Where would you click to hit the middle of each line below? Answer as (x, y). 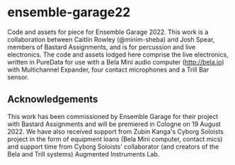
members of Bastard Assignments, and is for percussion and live (102, 47)
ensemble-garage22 (69, 12)
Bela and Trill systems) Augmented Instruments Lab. (84, 154)
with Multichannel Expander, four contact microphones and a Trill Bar (108, 69)
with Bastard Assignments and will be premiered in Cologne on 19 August (114, 124)
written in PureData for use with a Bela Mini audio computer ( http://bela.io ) (116, 62)
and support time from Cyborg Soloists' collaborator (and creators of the (113, 147)
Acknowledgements (53, 99)
